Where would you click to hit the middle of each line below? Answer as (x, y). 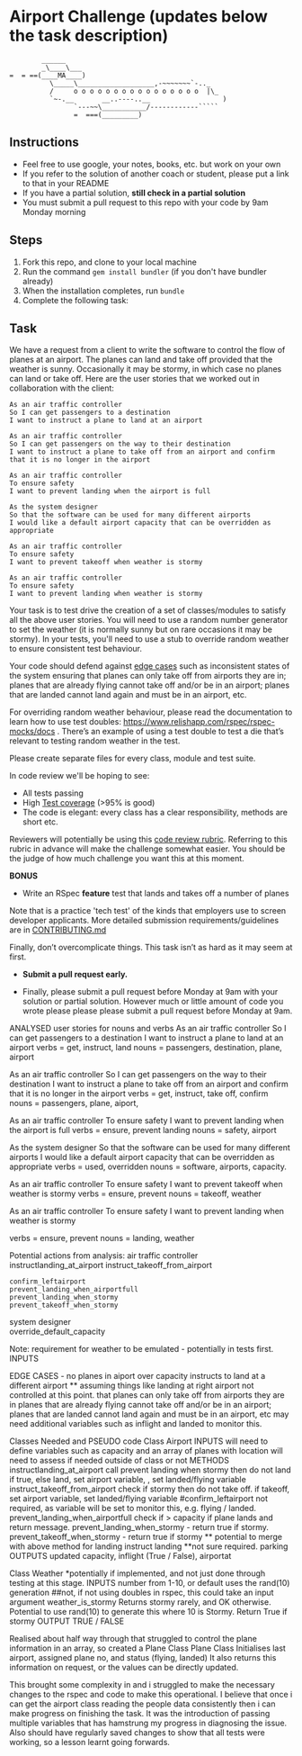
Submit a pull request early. (75, 975)
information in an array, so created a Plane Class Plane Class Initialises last (147, 1648)
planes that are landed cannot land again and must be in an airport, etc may (149, 1414)
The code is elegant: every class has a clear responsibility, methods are (155, 813)
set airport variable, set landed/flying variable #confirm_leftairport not (138, 1499)
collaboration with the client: (62, 388)
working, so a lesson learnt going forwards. (90, 1742)
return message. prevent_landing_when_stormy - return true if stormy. (139, 1527)
